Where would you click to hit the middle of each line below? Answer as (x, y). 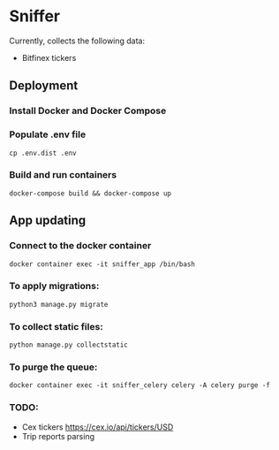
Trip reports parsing (58, 436)
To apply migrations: (54, 286)
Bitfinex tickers (49, 57)
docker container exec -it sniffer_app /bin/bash (102, 264)
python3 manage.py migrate (59, 304)
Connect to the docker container (80, 246)
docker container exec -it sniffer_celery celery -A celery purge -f (140, 385)
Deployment (44, 86)
